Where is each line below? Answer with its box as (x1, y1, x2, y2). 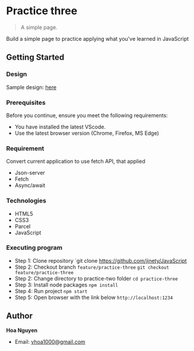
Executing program (6, 244, 63, 252)
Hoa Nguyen (6, 327, 38, 334)
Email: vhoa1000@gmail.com (14, 338, 86, 345)
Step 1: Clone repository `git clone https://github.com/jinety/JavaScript (14, 257, 187, 264)
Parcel (14, 223, 31, 230)
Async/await (14, 182, 46, 189)
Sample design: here (6, 83, 57, 91)
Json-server (14, 169, 46, 176)
